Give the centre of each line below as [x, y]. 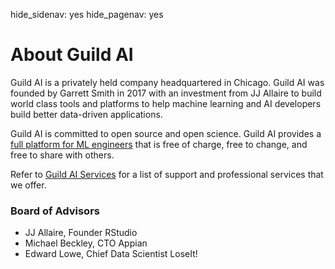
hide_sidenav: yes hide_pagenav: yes [87, 14]
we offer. [28, 185]
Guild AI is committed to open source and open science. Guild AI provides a [166, 133]
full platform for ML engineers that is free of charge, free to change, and [159, 144]
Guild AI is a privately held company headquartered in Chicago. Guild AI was [167, 82]
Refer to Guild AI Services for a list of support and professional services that [167, 174]
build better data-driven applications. [86, 114]
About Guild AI [72, 55]
